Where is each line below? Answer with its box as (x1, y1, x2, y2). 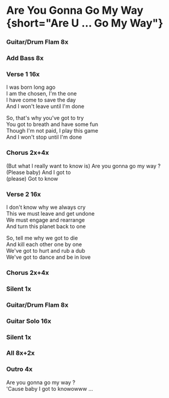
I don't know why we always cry (6, 204, 86, 211)
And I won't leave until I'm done (6, 103, 85, 110)
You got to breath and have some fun (6, 121, 99, 128)
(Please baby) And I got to (6, 169, 71, 176)
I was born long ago (6, 83, 56, 91)
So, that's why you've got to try (6, 115, 84, 122)
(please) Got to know (6, 175, 58, 182)
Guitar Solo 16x (6, 316, 52, 325)
